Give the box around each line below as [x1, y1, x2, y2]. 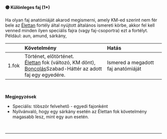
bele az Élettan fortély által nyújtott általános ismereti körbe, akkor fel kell [5, 22, 155, 28]
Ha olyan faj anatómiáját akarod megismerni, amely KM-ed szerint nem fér [5, 17, 158, 23]
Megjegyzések [5, 94, 37, 100]
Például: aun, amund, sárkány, [5, 33, 67, 39]
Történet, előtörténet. [24, 53, 75, 60]
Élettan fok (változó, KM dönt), [24, 59, 96, 66]
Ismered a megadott [106, 59, 154, 66]
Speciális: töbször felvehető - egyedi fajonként [12, 103, 108, 109]
